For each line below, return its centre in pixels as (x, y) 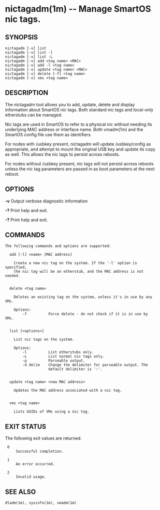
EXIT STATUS (26, 426)
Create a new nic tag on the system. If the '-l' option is (75, 263)
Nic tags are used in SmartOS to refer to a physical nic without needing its (79, 124)
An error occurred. (35, 464)
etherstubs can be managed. (34, 115)
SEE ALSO (21, 492)
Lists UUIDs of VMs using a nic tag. (52, 412)
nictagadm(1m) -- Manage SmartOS (78, 9)
